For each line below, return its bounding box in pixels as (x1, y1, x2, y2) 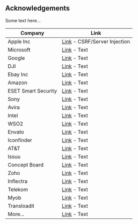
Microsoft (8, 46, 31, 53)
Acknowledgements (5, 4, 70, 13)
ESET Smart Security (8, 87, 57, 94)
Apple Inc (8, 38, 31, 45)
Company (20, 29, 44, 36)
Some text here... (5, 17, 41, 23)
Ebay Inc (8, 71, 29, 78)
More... (8, 210, 25, 217)
